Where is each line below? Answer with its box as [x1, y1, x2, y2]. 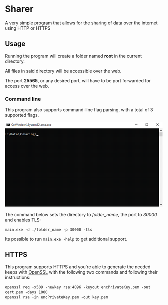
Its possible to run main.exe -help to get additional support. [5, 236, 128, 242]
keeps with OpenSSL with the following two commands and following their [5, 269, 158, 275]
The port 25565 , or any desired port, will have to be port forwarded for [5, 77, 151, 83]
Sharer [5, 3, 34, 15]
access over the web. [5, 83, 49, 89]
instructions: [5, 274, 31, 280]
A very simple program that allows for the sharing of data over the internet [5, 20, 158, 26]
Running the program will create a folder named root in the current [5, 53, 142, 59]
